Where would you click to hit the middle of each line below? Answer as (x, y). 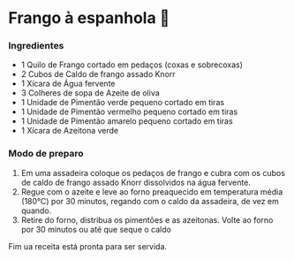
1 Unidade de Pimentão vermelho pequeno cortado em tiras (129, 112)
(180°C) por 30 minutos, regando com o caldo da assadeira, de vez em (150, 201)
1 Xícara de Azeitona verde (70, 131)
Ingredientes (36, 46)
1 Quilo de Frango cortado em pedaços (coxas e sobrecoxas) (132, 65)
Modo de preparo (46, 154)
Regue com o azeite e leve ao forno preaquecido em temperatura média (152, 191)
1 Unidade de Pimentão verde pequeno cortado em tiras (123, 103)
